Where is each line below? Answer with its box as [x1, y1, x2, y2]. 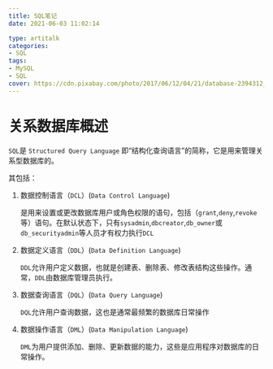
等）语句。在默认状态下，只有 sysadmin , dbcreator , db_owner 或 [19, 217, 223, 228]
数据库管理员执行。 [52, 272, 118, 282]
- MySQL [8, 64, 35, 73]
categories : [8, 41, 49, 50]
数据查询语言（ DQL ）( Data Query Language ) [19, 289, 163, 299]
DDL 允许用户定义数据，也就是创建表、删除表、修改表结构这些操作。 [19, 262, 245, 272]
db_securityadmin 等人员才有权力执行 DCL [19, 228, 154, 237]
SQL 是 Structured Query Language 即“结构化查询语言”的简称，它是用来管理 [8, 145, 256, 155]
